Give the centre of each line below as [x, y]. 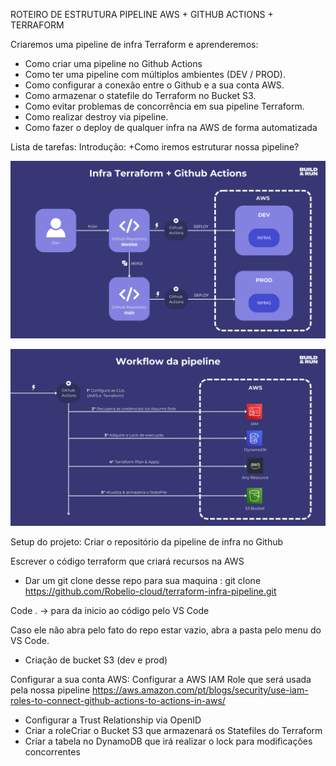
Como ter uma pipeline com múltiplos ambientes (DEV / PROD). [155, 74]
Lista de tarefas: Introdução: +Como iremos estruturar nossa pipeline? [155, 147]
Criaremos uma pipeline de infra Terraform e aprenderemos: [134, 44]
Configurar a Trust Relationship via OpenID [113, 720]
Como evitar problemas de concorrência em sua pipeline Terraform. [164, 106]
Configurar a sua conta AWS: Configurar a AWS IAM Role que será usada [161, 679]
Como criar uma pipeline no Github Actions [113, 63]
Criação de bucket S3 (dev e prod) [96, 660]
